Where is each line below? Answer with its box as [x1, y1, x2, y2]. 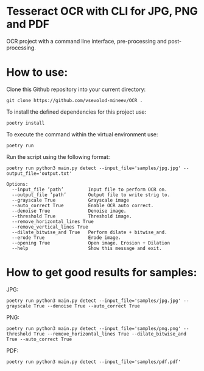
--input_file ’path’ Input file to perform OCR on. [12, 186, 167, 193]
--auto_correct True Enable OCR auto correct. [12, 202, 154, 208]
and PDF [6, 17, 50, 31]
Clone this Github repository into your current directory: [6, 86, 146, 93]
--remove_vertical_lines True [12, 224, 88, 230]
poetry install [6, 120, 45, 126]
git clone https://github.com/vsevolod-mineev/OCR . [6, 97, 143, 103]
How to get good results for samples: [6, 266, 197, 279]
